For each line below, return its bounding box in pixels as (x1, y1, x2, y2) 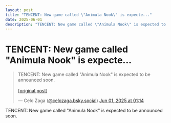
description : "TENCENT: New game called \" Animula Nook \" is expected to (5, 21, 166, 27)
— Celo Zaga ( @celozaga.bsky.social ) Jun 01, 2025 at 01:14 (17, 97, 144, 104)
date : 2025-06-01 (5, 17, 42, 22)
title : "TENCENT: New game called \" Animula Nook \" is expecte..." (5, 12, 153, 17)
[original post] (17, 88, 48, 94)
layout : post (5, 7, 33, 13)
